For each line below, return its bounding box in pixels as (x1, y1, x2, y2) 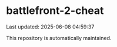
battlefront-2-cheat (6, 4, 104, 17)
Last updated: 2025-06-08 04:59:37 (6, 23, 95, 30)
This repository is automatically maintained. (6, 34, 112, 41)
